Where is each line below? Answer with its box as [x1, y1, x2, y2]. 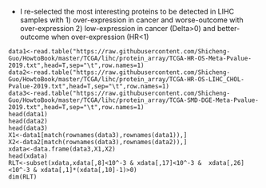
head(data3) [8, 124, 48, 132]
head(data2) [8, 117, 48, 125]
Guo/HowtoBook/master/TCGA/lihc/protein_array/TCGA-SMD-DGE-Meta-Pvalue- [8, 96, 260, 104]
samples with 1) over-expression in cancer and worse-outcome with [19, 15, 244, 25]
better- [216, 24, 240, 33]
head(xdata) [8, 152, 48, 160]
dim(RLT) [8, 173, 38, 181]
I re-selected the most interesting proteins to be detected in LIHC [19, 7, 234, 16]
